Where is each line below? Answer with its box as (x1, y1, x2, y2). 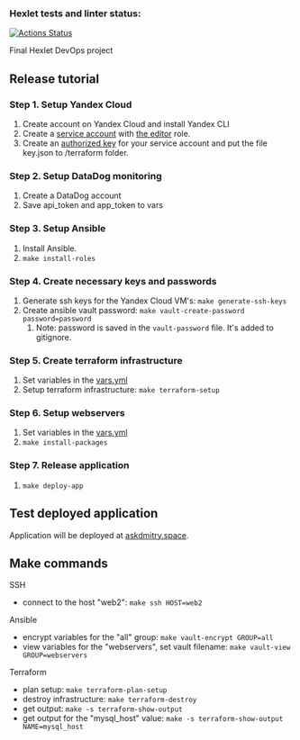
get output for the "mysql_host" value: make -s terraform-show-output (22, 713, 284, 724)
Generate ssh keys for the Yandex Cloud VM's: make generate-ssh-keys (22, 295, 287, 306)
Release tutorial (9, 71, 100, 86)
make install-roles (22, 254, 96, 263)
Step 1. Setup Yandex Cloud (9, 98, 132, 111)
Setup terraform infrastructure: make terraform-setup (22, 384, 221, 395)
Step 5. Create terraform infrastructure (9, 354, 183, 366)
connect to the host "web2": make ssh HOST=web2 (22, 597, 203, 608)
